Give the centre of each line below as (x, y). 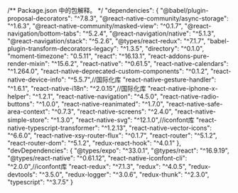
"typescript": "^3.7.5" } (40, 182)
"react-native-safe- (194, 104)
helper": (19, 96)
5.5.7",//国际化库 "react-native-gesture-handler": (145, 79)
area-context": (29, 111)
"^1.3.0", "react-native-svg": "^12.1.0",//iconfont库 (123, 120)
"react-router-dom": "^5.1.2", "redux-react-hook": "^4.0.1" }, (94, 143)
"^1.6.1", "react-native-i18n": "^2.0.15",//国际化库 (77, 88)
